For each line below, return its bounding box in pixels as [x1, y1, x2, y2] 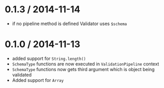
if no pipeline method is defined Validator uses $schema [12, 20, 127, 27]
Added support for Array [12, 77, 64, 83]
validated [12, 72, 32, 78]
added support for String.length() [12, 55, 86, 61]
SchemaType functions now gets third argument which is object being [12, 66, 155, 72]
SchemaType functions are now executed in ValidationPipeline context [12, 60, 159, 67]
